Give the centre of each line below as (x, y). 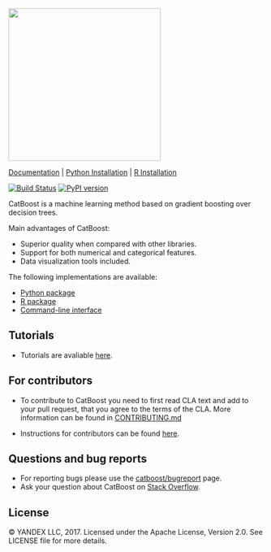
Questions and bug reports (78, 459)
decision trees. (33, 212)
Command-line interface (61, 310)
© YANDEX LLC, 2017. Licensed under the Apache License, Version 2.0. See (136, 532)
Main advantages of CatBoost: (59, 228)
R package (38, 301)
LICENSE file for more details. (58, 541)
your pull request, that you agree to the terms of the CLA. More (125, 409)
